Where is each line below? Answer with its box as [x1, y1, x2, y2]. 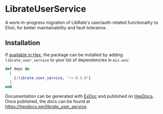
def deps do [5, 66, 29, 71]
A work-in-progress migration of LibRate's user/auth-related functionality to [5, 19, 159, 25]
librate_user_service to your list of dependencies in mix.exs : [5, 57, 130, 63]
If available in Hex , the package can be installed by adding [5, 52, 123, 57]
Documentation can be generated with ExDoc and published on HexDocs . [5, 94, 154, 99]
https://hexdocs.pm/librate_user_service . [5, 104, 88, 110]
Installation [5, 39, 40, 47]
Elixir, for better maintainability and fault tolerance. [5, 24, 107, 30]
